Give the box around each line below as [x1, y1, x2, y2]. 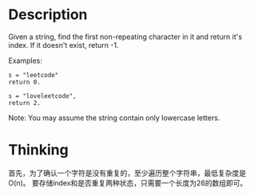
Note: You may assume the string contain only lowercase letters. [8, 113, 220, 123]
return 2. [8, 99, 42, 107]
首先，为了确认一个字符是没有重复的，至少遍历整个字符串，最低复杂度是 [8, 168, 246, 177]
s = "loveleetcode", [8, 92, 77, 100]
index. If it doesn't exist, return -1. [8, 40, 119, 49]
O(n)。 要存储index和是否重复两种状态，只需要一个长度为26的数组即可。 [8, 177, 248, 188]
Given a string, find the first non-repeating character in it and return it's [8, 32, 242, 41]
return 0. [8, 78, 42, 86]
